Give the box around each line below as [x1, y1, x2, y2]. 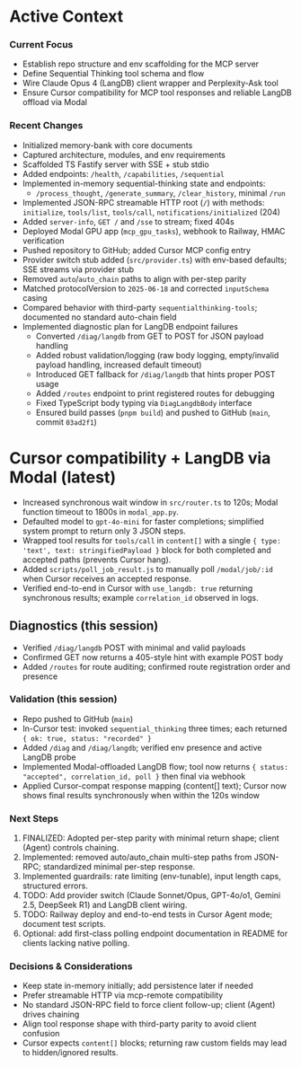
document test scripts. [22, 919, 106, 930]
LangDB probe [22, 752, 76, 763]
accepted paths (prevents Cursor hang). [22, 554, 172, 565]
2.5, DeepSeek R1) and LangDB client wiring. [22, 900, 188, 911]
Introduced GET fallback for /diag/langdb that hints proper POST [35, 368, 276, 379]
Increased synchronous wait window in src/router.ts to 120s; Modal [22, 497, 279, 507]
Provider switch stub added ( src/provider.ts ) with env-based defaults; [22, 254, 288, 265]
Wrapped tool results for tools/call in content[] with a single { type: [22, 534, 281, 545]
